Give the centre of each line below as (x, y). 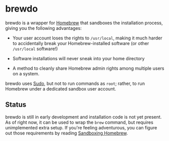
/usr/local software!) (35, 49)
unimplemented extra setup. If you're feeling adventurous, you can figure (81, 127)
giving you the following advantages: (44, 28)
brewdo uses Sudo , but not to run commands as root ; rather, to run (75, 83)
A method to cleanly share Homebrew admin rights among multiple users (88, 68)
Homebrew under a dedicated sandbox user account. (61, 88)
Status (16, 105)
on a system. (26, 73)
